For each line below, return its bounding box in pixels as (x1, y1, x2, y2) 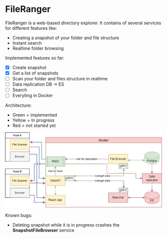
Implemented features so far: (5, 55, 65, 60)
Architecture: (5, 103, 32, 109)
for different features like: (5, 25, 57, 31)
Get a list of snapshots (12, 70, 59, 76)
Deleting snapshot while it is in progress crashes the (12, 222, 120, 228)
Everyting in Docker (12, 93, 53, 99)
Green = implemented (12, 112, 57, 118)
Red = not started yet (12, 122, 56, 128)
